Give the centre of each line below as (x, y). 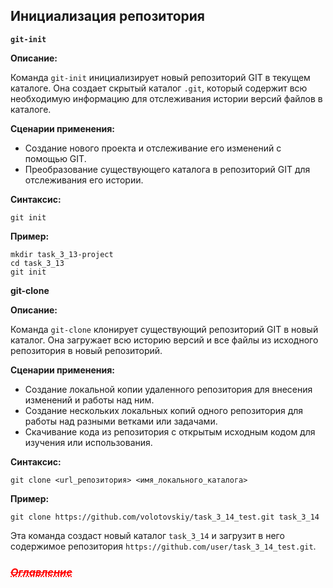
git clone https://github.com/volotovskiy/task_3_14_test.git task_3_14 (165, 517)
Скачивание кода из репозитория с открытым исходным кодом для (170, 431)
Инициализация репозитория (107, 16)
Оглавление (41, 572)
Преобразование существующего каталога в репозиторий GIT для (167, 169)
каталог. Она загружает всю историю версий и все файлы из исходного (164, 340)
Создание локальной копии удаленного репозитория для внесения (168, 389)
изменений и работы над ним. (89, 400)
